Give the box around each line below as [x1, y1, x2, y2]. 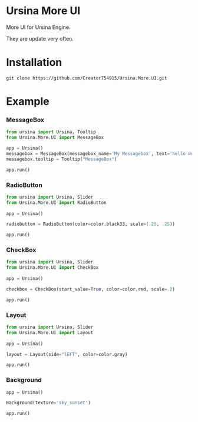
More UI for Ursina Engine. [6, 24, 71, 31]
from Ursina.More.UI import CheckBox [6, 265, 99, 271]
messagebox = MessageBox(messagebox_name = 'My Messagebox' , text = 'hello [6, 150, 186, 157]
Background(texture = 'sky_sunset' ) [6, 400, 91, 406]
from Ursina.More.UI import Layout [6, 329, 94, 335]
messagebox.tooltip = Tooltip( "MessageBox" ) [6, 156, 117, 162]
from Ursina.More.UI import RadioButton [6, 199, 107, 206]
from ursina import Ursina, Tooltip [6, 129, 96, 135]
